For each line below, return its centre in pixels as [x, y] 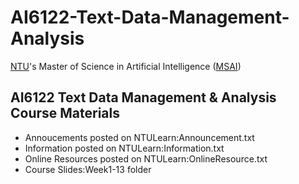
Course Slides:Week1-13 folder [88, 169]
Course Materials [65, 113]
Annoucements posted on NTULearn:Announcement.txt [139, 137]
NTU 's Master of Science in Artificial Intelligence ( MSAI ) [126, 66]
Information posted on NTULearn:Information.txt [124, 148]
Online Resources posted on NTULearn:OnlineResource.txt [146, 158]
